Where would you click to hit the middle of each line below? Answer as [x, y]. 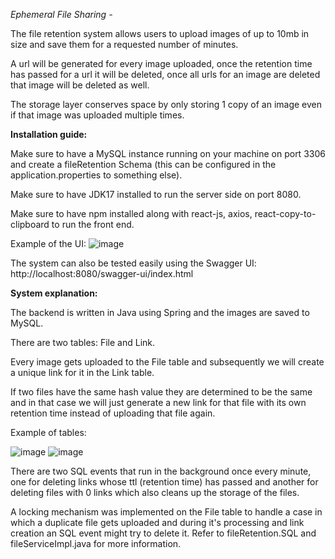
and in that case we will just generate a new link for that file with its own [158, 402]
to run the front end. [93, 224]
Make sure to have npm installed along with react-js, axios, [131, 213]
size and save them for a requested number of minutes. [124, 44]
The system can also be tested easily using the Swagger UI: [133, 263]
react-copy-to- [285, 213]
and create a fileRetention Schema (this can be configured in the [143, 164]
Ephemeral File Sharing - [61, 14]
